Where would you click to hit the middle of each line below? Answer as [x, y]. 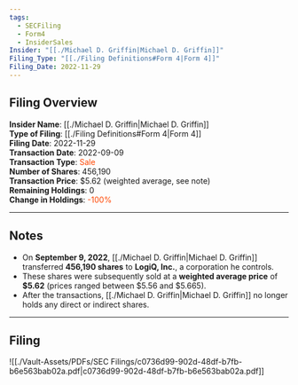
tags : [19, 17]
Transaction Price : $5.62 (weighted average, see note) [110, 181]
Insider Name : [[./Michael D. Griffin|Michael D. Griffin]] [110, 124]
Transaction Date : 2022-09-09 [67, 153]
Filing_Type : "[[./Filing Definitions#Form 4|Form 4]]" [114, 59]
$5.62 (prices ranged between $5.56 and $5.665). [114, 286]
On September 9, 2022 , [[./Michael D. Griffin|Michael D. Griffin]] [140, 257]
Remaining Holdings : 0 [52, 190]
